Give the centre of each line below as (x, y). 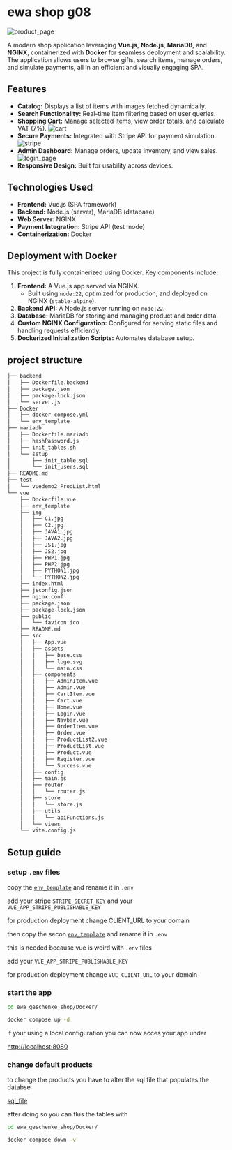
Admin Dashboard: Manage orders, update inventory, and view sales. (117, 150)
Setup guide (34, 852)
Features (27, 89)
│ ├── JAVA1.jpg (46, 532)
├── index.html (42, 584)
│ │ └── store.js (51, 804)
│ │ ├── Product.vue (56, 752)
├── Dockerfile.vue (48, 499)
